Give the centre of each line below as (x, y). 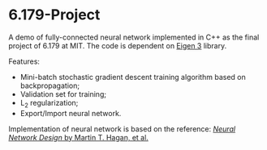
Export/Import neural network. (71, 113)
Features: (24, 61)
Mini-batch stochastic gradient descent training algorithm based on (133, 77)
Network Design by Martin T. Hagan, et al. (78, 137)
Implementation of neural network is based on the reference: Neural (122, 129)
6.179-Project (54, 15)
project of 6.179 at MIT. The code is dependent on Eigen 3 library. (118, 45)
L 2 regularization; (49, 104)
